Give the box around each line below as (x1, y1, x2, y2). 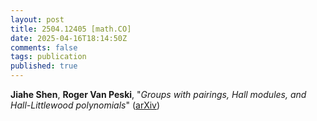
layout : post (10, 14, 65, 25)
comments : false (10, 42, 78, 53)
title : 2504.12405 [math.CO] (10, 24, 132, 34)
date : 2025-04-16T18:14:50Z (10, 33, 128, 43)
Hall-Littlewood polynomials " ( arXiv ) (10, 99, 161, 111)
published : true (10, 61, 78, 71)
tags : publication (10, 52, 87, 62)
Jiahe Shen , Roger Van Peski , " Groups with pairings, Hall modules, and (10, 89, 307, 100)
